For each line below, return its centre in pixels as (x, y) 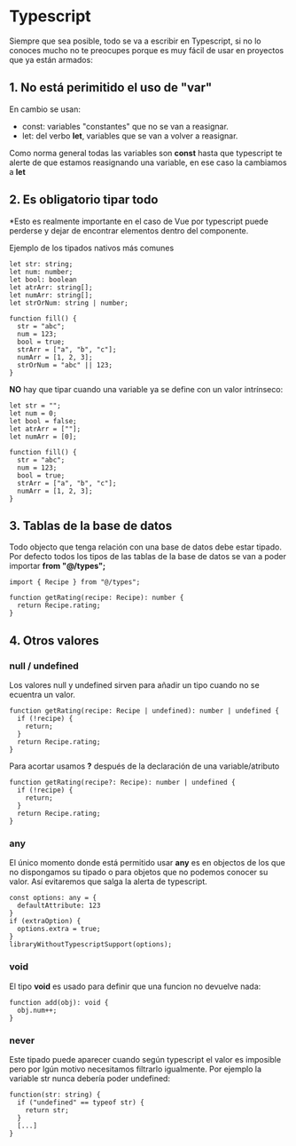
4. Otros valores (54, 640)
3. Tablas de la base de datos (91, 526)
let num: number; (41, 272)
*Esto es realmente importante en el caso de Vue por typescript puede (139, 221)
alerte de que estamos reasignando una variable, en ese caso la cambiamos (148, 162)
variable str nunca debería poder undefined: (90, 1078)
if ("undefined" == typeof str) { (81, 1103)
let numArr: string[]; (51, 295)
